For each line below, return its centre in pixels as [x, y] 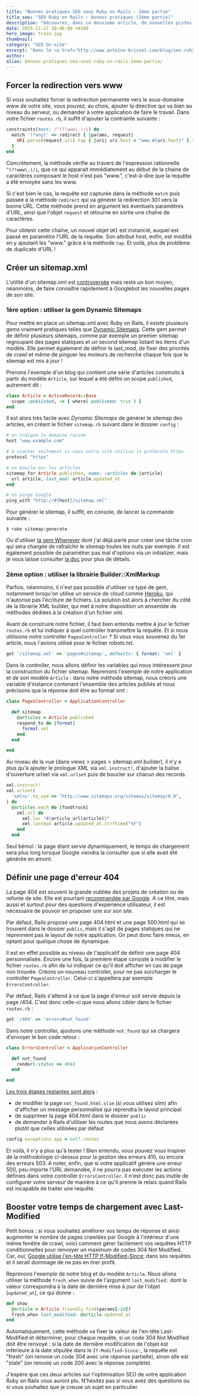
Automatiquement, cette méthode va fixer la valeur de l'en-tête [83, 1331]
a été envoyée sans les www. [42, 182]
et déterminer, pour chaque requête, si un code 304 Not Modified [109, 1338]
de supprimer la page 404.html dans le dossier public [81, 1116]
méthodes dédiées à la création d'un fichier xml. [65, 613]
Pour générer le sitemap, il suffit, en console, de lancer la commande [90, 512]
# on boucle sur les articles [44, 468]
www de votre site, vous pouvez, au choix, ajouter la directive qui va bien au [99, 106]
